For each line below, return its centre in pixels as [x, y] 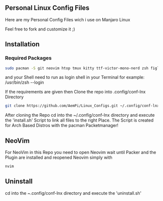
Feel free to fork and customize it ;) [40, 29]
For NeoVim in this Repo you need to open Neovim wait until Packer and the [81, 153]
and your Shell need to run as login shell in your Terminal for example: [75, 77]
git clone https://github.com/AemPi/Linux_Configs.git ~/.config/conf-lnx [82, 106]
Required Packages [28, 58]
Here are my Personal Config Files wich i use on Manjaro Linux [68, 19]
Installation [22, 44]
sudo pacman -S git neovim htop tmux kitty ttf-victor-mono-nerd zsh [77, 68]
